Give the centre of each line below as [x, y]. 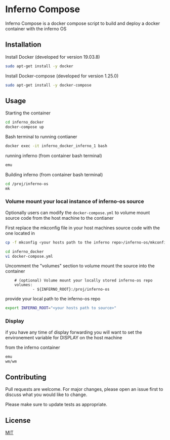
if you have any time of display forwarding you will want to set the [74, 332]
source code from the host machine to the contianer [59, 218]
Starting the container [28, 113]
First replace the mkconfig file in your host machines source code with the [83, 228]
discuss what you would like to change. [46, 395]
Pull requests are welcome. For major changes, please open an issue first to [84, 389]
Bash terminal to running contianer [41, 137]
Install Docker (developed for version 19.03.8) [53, 57]
